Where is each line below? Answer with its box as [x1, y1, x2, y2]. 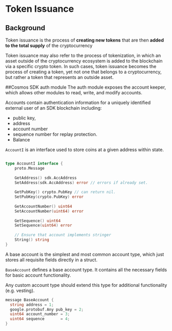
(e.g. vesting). [5, 287, 35, 294]
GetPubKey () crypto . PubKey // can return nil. [14, 190, 116, 195]
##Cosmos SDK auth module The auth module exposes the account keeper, [5, 84, 166, 90]
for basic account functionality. [5, 272, 71, 278]
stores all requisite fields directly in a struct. [5, 257, 98, 263]
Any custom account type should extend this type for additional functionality [5, 282, 167, 288]
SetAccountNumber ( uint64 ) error [14, 209, 84, 214]
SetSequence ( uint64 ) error [14, 223, 72, 228]
